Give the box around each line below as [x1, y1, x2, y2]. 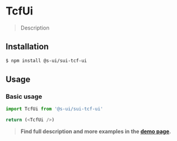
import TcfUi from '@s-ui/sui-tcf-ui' [5, 106, 103, 112]
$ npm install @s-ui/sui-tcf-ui [5, 57, 87, 64]
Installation [5, 42, 49, 52]
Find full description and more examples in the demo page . [20, 128, 172, 135]
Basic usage [5, 92, 43, 101]
